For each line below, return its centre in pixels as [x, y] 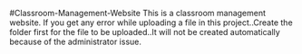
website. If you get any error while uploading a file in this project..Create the [151, 22]
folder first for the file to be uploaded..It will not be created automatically [145, 32]
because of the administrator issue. [76, 41]
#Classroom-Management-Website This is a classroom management [137, 13]
